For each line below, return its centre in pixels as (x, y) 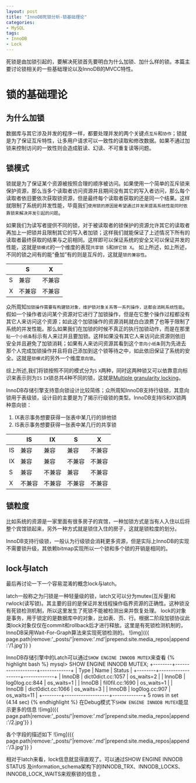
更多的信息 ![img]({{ (35, 710)
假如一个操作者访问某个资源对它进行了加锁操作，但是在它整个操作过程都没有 (98, 314)
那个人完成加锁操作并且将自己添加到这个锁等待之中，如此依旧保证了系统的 (95, 351)
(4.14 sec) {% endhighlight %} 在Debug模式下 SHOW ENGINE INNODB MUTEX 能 (95, 702)
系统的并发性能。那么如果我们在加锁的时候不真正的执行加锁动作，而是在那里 (98, 329)
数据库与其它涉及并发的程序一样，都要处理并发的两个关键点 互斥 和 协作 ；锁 (94, 133)
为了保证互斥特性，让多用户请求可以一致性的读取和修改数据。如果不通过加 (100, 141)
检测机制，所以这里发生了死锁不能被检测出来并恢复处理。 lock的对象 (104, 611)
